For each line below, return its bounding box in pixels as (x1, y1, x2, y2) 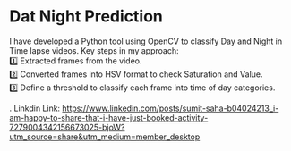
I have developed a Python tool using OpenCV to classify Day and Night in (9, 36, 283, 46)
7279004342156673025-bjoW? (9, 122, 125, 132)
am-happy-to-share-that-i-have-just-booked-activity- (9, 112, 209, 122)
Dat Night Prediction (9, 6, 163, 27)
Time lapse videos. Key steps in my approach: (9, 45, 179, 55)
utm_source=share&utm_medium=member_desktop (9, 131, 201, 142)
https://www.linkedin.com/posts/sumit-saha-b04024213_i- (62, 103, 279, 113)
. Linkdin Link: (9, 103, 61, 113)
